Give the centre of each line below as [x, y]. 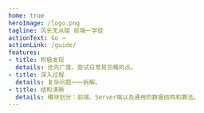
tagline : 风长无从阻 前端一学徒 [56, 30]
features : [25, 53]
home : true [26, 16]
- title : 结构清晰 [37, 90]
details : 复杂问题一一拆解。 [58, 82]
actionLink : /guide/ [43, 45]
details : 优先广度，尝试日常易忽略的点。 [76, 68]
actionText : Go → [37, 38]
